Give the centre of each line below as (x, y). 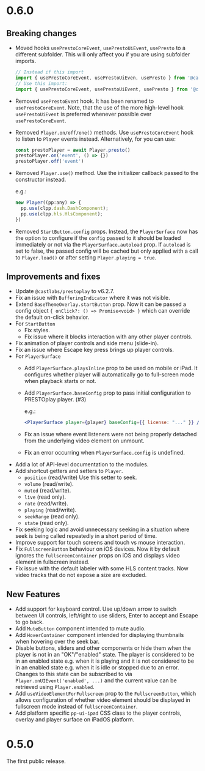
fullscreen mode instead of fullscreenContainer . (77, 707)
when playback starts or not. (60, 381)
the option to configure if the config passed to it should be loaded (98, 238)
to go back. (29, 622)
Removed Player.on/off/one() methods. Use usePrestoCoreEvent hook (104, 132)
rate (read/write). (46, 504)
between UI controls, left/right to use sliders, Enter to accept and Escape (106, 616)
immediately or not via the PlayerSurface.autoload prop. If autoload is (103, 244)
